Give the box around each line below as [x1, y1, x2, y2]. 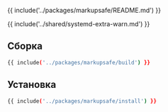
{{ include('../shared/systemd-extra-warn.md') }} [7, 20, 150, 28]
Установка [7, 79, 57, 91]
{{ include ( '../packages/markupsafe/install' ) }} [7, 97, 157, 105]
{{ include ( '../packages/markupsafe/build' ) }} [7, 59, 151, 66]
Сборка [7, 40, 43, 52]
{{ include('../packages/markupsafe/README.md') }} [7, 6, 162, 14]
